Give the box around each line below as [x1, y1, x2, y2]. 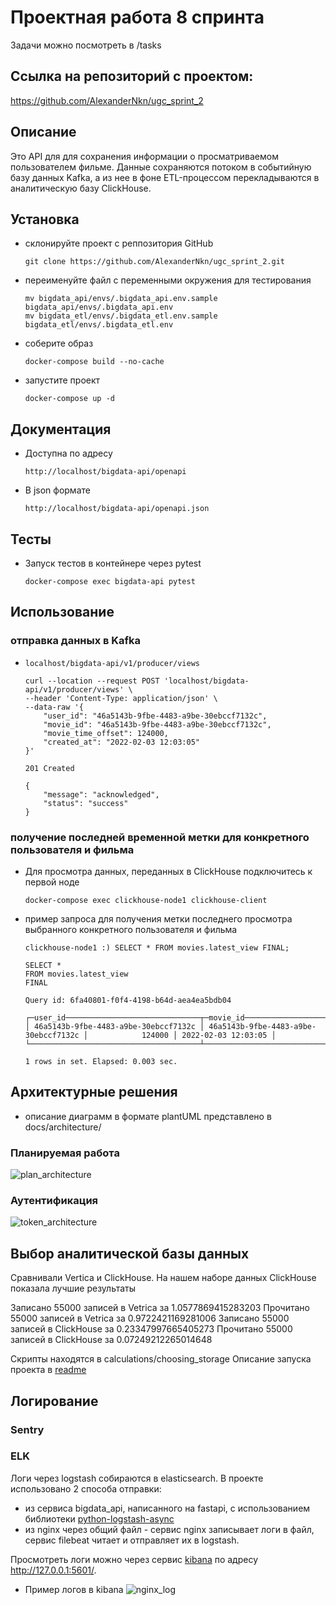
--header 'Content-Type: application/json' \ [24, 693, 218, 703]
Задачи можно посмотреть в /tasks [10, 39, 162, 51]
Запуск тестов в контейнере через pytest [24, 557, 202, 569]
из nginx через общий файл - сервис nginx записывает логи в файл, [24, 1523, 315, 1535]
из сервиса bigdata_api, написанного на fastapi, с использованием [24, 1502, 311, 1514]
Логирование [10, 1392, 99, 1410]
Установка [10, 211, 80, 228]
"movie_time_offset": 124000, [43, 728, 169, 738]
